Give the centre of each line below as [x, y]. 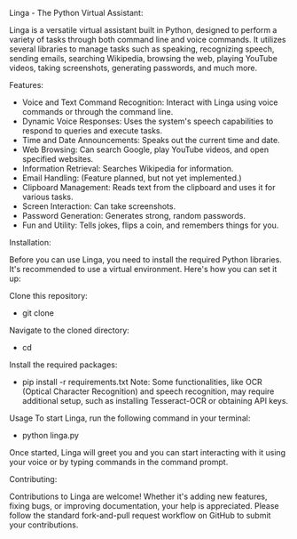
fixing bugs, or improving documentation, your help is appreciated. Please [144, 506]
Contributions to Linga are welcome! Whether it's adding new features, [138, 496]
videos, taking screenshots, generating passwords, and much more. [133, 68]
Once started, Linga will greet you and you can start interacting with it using [148, 452]
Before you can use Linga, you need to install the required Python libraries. [145, 260]
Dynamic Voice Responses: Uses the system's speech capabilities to [148, 121]
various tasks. [47, 197]
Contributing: [33, 479]
